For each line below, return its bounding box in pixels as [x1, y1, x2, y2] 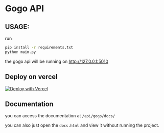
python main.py [5, 50, 36, 54]
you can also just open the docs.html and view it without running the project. [5, 122, 160, 128]
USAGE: [5, 23, 30, 31]
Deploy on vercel [5, 73, 58, 81]
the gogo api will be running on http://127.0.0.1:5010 [5, 58, 109, 64]
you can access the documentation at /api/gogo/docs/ [5, 113, 115, 119]
